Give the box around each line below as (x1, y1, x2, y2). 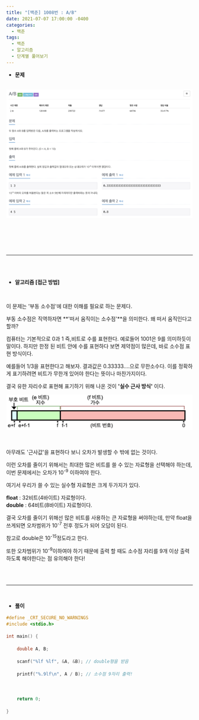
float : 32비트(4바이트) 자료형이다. (6, 494, 87, 501)
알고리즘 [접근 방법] (14, 279, 60, 286)
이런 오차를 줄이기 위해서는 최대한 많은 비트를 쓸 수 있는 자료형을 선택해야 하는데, (6, 461, 192, 468)
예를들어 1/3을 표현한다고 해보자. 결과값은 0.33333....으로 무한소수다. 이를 (6, 362, 178, 370)
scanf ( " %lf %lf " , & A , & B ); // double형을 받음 (17, 658, 129, 664)
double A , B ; (17, 646, 49, 652)
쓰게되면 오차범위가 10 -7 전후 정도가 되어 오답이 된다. (6, 520, 129, 529)
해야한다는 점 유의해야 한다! (21, 555, 85, 562)
